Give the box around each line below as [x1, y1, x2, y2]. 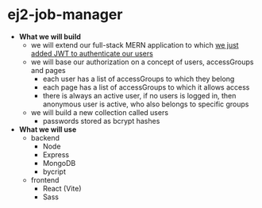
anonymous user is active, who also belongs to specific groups [42, 99, 249, 109]
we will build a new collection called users [30, 107, 168, 117]
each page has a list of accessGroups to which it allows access [42, 82, 250, 92]
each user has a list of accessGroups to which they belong [42, 74, 235, 83]
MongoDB [42, 158, 76, 168]
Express [42, 149, 69, 160]
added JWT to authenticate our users [30, 48, 154, 58]
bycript [42, 167, 67, 176]
